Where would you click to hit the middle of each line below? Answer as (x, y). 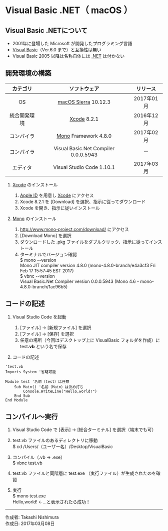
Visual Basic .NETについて (46, 30)
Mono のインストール (34, 219)
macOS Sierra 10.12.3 (84, 102)
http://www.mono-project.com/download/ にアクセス (74, 229)
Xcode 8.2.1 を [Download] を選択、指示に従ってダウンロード (83, 201)
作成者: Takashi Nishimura (32, 517)
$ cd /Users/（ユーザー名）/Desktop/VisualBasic (63, 447)
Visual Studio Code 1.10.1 (84, 167)
